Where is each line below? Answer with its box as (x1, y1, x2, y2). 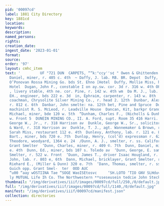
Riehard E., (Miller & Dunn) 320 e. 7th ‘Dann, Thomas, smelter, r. (9, 162, 154, 166)
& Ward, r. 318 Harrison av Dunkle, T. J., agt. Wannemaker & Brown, (9, 125, 156, 130)
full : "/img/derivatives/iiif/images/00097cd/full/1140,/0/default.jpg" (5, 184, 156, 189)
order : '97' (5, 62, 29, 66)
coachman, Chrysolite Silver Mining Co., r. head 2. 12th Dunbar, (9, 98, 150, 103)
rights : (5, 39, 21, 44)
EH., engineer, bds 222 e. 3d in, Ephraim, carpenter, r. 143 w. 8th (9, 93, 156, 98)
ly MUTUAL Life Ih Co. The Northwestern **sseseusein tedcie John (9, 175, 147, 180)
